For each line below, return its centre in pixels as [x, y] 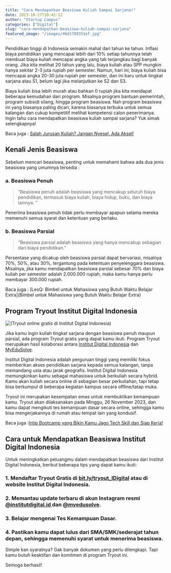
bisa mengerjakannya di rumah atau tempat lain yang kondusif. [71, 413]
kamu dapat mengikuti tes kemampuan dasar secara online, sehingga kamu [85, 408]
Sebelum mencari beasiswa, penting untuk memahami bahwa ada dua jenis [85, 162]
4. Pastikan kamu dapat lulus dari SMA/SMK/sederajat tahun [82, 532]
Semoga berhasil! [24, 565]
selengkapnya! [21, 124]
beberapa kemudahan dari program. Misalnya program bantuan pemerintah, [85, 96]
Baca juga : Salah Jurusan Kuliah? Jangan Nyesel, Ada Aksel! [70, 133]
